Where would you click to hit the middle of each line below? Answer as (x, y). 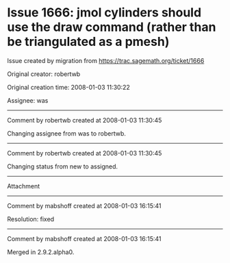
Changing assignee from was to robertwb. (67, 133)
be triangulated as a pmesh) (88, 42)
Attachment (24, 186)
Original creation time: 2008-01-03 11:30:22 (68, 87)
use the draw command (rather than (112, 27)
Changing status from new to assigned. (63, 166)
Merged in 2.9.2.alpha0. (41, 252)
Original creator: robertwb (44, 74)
